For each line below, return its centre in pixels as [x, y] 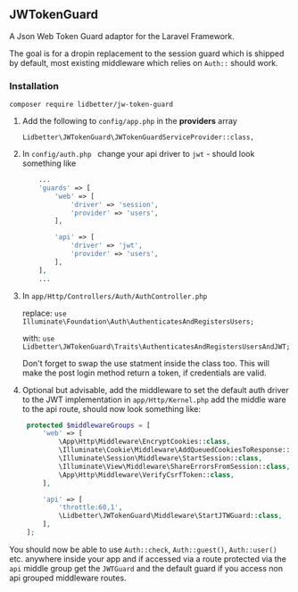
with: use [38, 338]
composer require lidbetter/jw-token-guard [91, 105]
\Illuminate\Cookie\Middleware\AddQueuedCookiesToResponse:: [174, 450]
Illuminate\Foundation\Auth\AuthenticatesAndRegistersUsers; [138, 321]
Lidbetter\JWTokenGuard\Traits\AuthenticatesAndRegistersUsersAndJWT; [156, 347]
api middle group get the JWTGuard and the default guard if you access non [146, 568]
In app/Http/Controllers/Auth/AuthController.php [115, 296]
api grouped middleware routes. [68, 578]
